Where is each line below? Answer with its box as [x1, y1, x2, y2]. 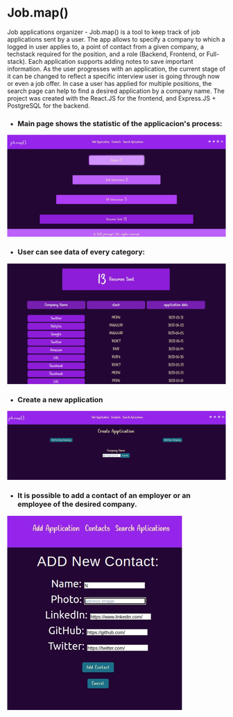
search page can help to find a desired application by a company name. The [7, 87, 225, 95]
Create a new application [17, 395, 103, 404]
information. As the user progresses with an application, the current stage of [7, 64, 226, 73]
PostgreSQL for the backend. [7, 101, 90, 110]
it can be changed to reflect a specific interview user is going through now [7, 71, 220, 80]
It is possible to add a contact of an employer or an [17, 491, 191, 501]
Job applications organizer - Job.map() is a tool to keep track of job [7, 28, 200, 36]
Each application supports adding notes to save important [28, 57, 193, 65]
